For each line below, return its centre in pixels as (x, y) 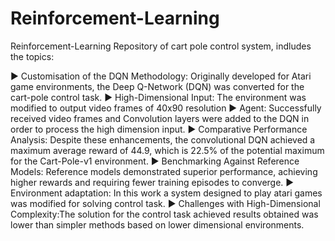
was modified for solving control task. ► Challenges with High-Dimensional (165, 203)
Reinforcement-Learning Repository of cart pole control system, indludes (161, 46)
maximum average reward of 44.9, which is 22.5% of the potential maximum (167, 150)
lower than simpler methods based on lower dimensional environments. (157, 224)
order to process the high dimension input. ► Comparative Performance (159, 129)
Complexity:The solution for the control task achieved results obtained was (164, 214)
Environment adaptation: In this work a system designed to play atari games (166, 193)
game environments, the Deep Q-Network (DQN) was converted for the (157, 86)
